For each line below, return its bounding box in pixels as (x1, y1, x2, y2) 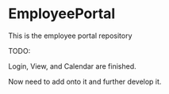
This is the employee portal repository (8, 31, 133, 40)
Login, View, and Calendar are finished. (8, 61, 136, 71)
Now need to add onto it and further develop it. (8, 77, 162, 86)
